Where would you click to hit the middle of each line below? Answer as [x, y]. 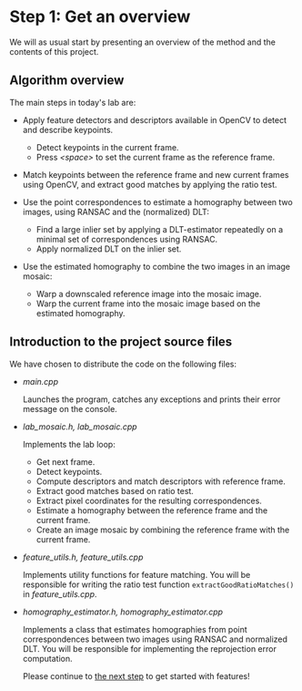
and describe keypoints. [68, 129]
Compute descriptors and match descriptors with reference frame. [161, 481]
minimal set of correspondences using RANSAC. [127, 239]
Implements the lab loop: [69, 444]
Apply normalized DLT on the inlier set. [109, 249]
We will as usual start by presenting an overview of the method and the [142, 42]
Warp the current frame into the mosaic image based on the [148, 304]
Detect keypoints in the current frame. [107, 147]
